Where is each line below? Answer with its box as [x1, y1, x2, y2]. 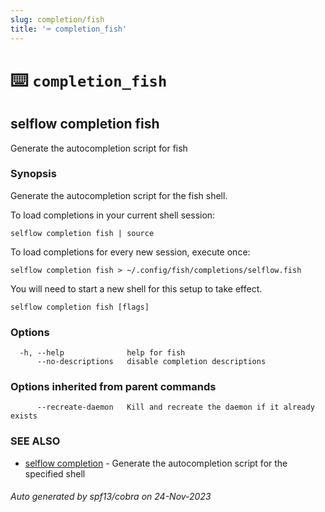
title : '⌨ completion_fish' [10, 24, 128, 34]
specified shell [24, 467, 86, 480]
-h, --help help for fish [19, 348, 186, 358]
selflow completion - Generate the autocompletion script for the [24, 457, 288, 469]
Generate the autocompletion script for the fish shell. [10, 189, 228, 201]
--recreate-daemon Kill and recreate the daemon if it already [36, 402, 315, 413]
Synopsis [10, 167, 57, 181]
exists [10, 411, 38, 421]
